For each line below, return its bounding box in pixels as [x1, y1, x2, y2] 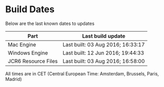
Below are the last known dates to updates [5, 20, 95, 26]
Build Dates [5, 4, 55, 15]
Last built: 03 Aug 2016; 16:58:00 [63, 57, 145, 65]
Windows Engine [8, 49, 48, 56]
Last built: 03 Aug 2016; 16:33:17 [63, 41, 145, 48]
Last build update [82, 32, 126, 39]
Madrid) [5, 76, 22, 82]
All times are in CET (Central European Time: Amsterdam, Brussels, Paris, [5, 70, 159, 77]
